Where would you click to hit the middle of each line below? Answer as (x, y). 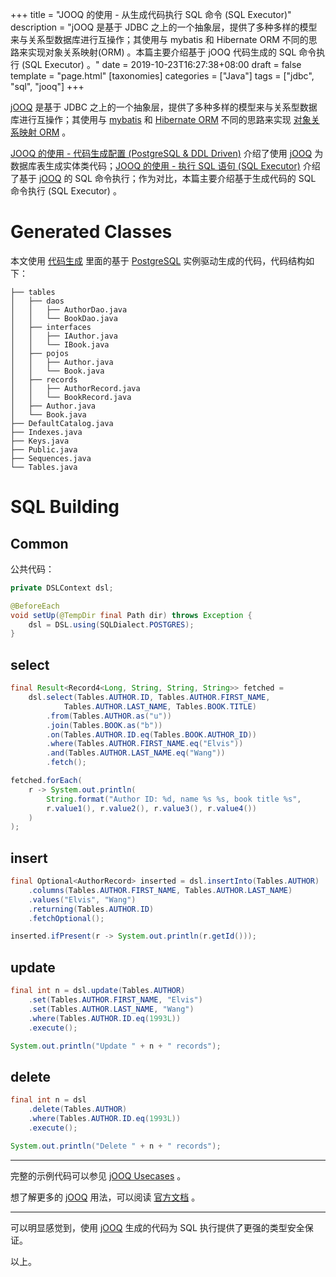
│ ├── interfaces (51, 327)
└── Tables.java (44, 467)
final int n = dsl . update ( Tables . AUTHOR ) (98, 991)
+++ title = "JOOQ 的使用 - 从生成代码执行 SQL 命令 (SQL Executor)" (151, 14)
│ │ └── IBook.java (60, 344)
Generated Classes (91, 232)
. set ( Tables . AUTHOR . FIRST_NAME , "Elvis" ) (115, 1000)
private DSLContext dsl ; (62, 588)
